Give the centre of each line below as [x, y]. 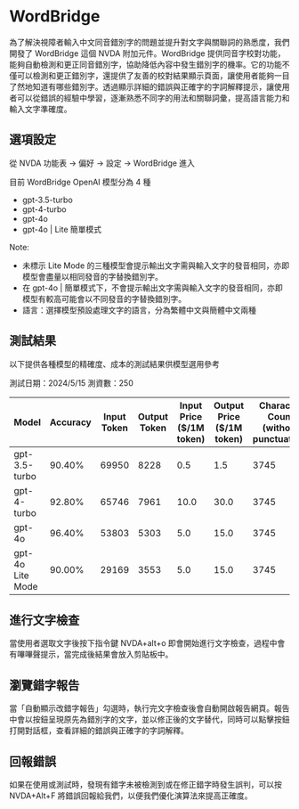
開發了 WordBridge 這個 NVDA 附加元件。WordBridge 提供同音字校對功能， [147, 53]
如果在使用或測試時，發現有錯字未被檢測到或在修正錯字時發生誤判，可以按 [145, 784]
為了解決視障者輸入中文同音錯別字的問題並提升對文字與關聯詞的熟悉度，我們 [149, 42]
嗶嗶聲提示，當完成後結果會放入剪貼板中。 [95, 654]
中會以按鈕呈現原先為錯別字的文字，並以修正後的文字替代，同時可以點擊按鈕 [149, 720]
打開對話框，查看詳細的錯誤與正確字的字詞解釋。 [99, 731]
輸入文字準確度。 [40, 109]
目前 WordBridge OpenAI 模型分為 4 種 [80, 182]
